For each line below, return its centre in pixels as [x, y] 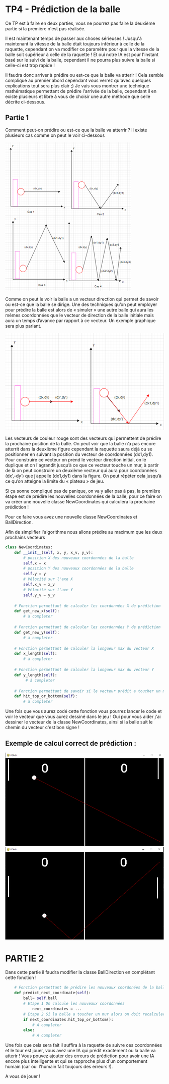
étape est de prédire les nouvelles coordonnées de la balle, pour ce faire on [83, 496]
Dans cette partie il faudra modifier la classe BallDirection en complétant [80, 972]
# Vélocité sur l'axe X [48, 579]
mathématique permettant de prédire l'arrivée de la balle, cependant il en [81, 91]
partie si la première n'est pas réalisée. [45, 28]
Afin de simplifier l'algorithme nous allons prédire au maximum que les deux [84, 532]
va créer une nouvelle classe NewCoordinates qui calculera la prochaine [80, 501]
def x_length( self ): [36, 654]
